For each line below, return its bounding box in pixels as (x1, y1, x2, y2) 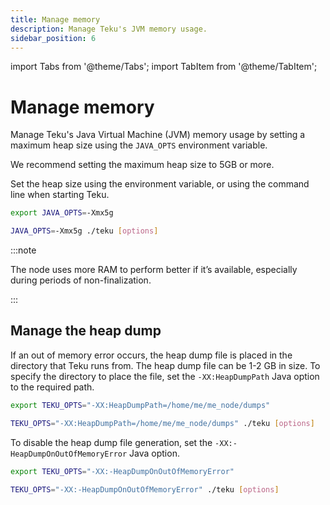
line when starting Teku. (10, 189, 110, 201)
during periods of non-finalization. (10, 274, 152, 286)
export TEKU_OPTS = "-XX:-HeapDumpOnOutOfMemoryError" (10, 466, 235, 476)
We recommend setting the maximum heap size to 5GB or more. (10, 159, 275, 171)
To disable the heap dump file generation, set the (10, 436, 213, 448)
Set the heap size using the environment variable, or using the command (10, 178, 310, 190)
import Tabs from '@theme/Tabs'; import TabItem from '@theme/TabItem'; (10, 61, 318, 73)
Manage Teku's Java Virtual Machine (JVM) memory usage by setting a (10, 129, 306, 141)
